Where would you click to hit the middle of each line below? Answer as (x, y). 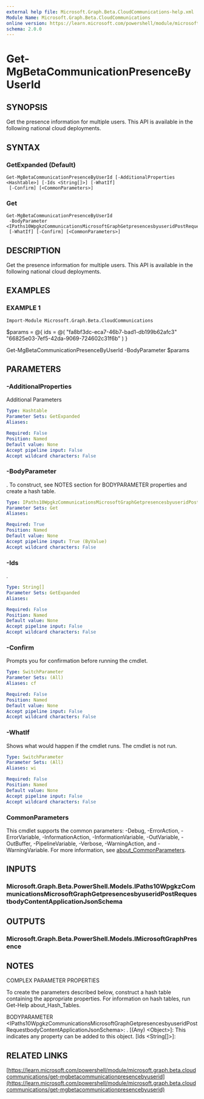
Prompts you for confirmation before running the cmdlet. (77, 661)
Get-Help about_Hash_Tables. (43, 1005)
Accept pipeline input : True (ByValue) (57, 541)
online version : (27, 23)
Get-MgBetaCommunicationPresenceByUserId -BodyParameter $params (98, 350)
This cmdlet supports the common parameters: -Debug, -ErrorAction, (93, 830)
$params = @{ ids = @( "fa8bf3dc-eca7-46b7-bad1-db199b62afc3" (92, 331)
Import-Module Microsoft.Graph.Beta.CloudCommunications (80, 321)
